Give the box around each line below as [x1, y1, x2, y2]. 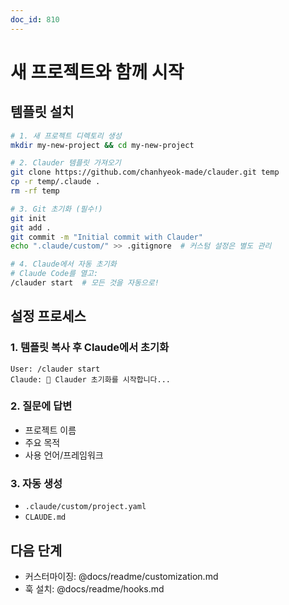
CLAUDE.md [24, 512, 67, 523]
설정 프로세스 [10, 308, 87, 325]
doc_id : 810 [10, 14, 60, 25]
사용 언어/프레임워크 [24, 449, 104, 461]
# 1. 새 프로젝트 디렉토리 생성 [10, 131, 122, 141]
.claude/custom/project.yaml [24, 502, 147, 512]
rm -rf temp [10, 186, 60, 196]
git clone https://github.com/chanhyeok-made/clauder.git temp [10, 167, 280, 178]
